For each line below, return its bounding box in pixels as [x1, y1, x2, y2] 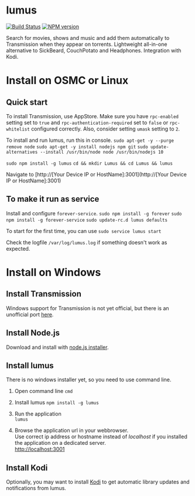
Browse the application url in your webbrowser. [14, 427, 129, 434]
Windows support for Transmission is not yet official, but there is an [6, 304, 169, 312]
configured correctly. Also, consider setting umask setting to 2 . [31, 125, 180, 132]
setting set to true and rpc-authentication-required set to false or [6, 119, 169, 126]
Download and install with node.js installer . [6, 344, 109, 351]
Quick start [6, 97, 48, 107]
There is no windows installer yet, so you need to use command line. [6, 376, 172, 383]
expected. [6, 245, 30, 252]
